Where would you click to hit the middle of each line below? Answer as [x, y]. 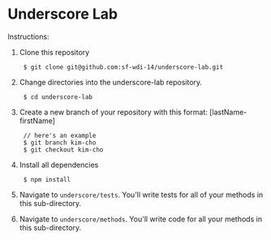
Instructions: [28, 36]
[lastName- [228, 112]
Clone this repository [54, 52]
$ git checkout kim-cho [63, 150]
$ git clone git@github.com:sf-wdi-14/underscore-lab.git [123, 67]
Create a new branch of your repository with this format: [114, 112]
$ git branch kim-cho [60, 143]
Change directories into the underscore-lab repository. [111, 82]
